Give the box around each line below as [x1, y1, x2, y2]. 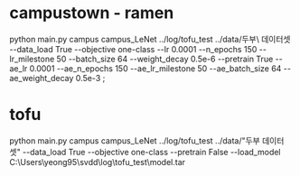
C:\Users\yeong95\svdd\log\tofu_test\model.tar [9, 156, 186, 167]
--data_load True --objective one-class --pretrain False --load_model [22, 146, 282, 157]
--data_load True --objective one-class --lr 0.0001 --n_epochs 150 [9, 43, 258, 54]
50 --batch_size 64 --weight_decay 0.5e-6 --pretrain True [56, 53, 274, 64]
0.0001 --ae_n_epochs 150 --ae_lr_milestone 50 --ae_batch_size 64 [29, 62, 282, 74]
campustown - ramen [9, 3, 174, 23]
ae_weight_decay [9, 72, 74, 83]
